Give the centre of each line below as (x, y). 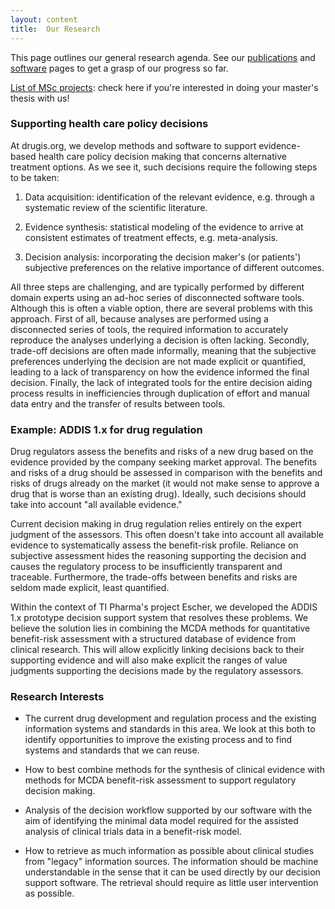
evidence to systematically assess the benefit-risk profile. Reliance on (154, 545)
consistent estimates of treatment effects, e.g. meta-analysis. (151, 237)
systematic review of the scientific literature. (116, 207)
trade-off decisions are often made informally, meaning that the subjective (163, 350)
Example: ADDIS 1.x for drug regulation (106, 429)
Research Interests (57, 697)
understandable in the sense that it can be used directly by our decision (172, 872)
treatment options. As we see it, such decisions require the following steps (164, 167)
